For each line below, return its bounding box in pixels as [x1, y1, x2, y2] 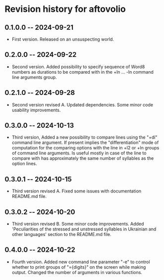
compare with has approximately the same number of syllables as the [11, 155, 154, 161]
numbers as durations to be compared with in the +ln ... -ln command [11, 69, 154, 75]
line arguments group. [11, 74, 57, 80]
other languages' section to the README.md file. [11, 232, 112, 237]
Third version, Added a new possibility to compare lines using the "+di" [11, 135, 158, 140]
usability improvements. [11, 107, 61, 113]
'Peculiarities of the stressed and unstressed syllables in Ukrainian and [11, 226, 157, 232]
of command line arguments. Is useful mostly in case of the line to [11, 150, 147, 156]
